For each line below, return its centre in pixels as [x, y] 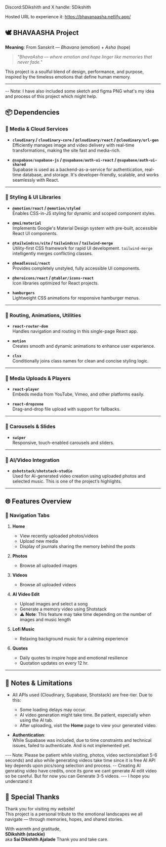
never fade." [30, 62]
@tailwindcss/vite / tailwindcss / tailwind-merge [62, 243]
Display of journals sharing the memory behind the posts [77, 546]
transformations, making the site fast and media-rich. [66, 150]
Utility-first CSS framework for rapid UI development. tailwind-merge [82, 248]
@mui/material [27, 223]
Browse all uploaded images [48, 565]
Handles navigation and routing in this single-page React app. [75, 331]
